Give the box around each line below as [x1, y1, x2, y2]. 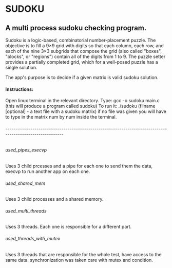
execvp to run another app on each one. [5, 168, 90, 175]
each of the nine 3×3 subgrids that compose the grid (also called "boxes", [5, 48, 162, 54]
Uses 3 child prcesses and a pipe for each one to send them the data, [5, 163, 153, 169]
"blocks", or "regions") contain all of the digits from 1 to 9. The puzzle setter [5, 53, 166, 60]
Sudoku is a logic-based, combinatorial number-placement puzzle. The [5, 37, 156, 43]
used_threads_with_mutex [5, 236, 61, 242]
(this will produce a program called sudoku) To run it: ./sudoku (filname [5, 103, 156, 109]
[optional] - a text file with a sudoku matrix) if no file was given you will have [5, 108, 167, 114]
